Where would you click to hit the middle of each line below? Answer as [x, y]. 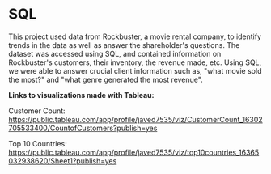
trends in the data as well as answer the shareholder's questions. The [124, 45]
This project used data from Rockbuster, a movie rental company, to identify [135, 36]
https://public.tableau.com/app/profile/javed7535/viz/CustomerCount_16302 [135, 119]
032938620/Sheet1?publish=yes [63, 161]
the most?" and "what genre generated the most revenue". [106, 79]
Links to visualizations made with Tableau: [81, 95]
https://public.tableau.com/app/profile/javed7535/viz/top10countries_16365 [134, 152]
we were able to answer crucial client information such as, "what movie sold [135, 70]
